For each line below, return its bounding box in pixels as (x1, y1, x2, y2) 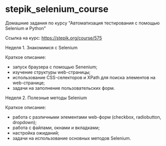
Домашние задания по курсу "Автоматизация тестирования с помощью (5, 20, 160, 26)
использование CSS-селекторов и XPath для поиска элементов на (12, 74, 156, 80)
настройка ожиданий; (12, 130, 59, 136)
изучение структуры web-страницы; (12, 69, 91, 75)
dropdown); (12, 119, 37, 125)
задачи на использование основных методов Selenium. (12, 135, 131, 141)
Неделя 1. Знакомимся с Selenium (5, 44, 78, 50)
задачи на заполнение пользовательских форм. (12, 85, 115, 91)
